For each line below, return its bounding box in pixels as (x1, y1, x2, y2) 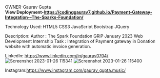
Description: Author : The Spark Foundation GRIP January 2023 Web (5, 33, 143, 39)
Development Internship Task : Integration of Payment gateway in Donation (5, 38, 156, 44)
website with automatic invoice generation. (5, 44, 91, 49)
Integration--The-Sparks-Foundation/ (5, 15, 84, 20)
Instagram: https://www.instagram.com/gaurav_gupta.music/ (5, 67, 126, 73)
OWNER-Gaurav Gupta (5, 4, 51, 10)
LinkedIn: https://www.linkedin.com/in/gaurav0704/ (5, 53, 109, 59)
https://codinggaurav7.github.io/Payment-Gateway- (43, 9, 153, 15)
